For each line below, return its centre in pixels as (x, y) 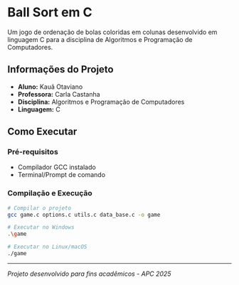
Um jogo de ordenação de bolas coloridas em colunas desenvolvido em (112, 32)
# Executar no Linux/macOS (47, 247)
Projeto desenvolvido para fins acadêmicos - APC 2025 (89, 274)
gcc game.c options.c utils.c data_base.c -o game (84, 215)
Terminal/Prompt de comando (61, 175)
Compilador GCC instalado (57, 167)
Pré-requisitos (33, 152)
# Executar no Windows (41, 227)
